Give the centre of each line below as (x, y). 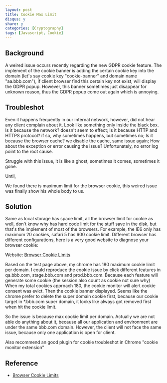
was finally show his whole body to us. (45, 191)
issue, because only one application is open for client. (61, 333)
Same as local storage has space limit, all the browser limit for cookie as (79, 219)
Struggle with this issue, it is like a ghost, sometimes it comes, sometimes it (83, 161)
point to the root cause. (29, 151)
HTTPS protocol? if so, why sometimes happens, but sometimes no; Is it (79, 135)
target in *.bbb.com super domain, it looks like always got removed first (78, 302)
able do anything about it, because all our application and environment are (82, 322)
